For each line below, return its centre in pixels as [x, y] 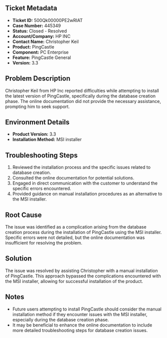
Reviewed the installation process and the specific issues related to [82, 167]
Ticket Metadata [31, 8]
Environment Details [37, 122]
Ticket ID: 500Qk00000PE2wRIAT [48, 20]
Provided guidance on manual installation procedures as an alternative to [87, 194]
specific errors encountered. [42, 188]
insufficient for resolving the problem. [44, 243]
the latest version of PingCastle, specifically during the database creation [81, 96]
